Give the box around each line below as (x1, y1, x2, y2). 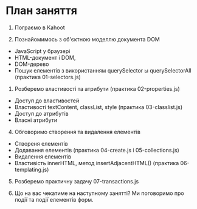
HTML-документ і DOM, (14, 54, 76, 61)
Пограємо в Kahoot (14, 24, 65, 31)
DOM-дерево (14, 60, 49, 68)
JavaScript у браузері (14, 47, 71, 55)
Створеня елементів (14, 140, 68, 147)
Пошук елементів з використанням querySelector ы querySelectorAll (14, 66, 192, 74)
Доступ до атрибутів (14, 110, 69, 117)
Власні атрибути (14, 116, 58, 124)
